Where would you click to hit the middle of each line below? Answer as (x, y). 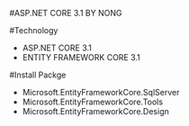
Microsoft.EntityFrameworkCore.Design (95, 111)
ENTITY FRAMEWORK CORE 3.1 (81, 57)
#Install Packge (38, 75)
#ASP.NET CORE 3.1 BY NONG (66, 13)
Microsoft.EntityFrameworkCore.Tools (93, 102)
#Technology (34, 30)
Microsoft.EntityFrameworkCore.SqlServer (101, 92)
